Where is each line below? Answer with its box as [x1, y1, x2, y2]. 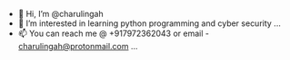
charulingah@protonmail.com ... [17, 41, 138, 51]
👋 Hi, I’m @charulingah [17, 9, 104, 19]
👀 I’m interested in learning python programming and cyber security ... [17, 18, 282, 29]
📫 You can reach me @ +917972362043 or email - [17, 28, 209, 39]
